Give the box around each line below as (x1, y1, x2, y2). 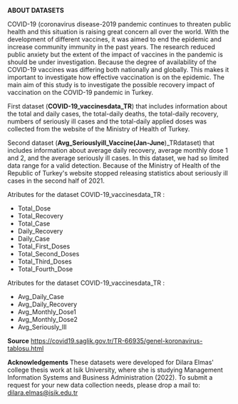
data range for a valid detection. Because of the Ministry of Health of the (7, 161, 221, 170)
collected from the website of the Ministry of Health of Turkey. (7, 125, 190, 133)
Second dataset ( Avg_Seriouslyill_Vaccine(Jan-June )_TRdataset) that (7, 138, 215, 147)
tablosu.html (7, 344, 44, 353)
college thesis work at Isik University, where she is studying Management (7, 365, 223, 374)
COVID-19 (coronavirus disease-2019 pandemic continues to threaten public (7, 20, 232, 28)
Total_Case (17, 219, 51, 228)
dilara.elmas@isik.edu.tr (7, 388, 78, 397)
